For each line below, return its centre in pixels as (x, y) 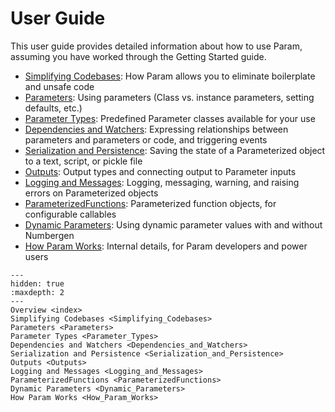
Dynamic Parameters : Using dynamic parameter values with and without (173, 224)
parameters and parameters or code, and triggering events (146, 139)
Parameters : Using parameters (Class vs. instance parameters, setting (169, 97)
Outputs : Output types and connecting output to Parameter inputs (160, 171)
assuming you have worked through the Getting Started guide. (138, 56)
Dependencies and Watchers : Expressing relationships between (156, 129)
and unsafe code (59, 86)
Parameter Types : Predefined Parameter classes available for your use (170, 118)
